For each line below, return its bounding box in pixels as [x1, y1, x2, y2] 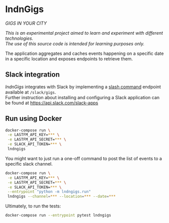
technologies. [5, 35, 34, 41]
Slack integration [5, 70, 60, 79]
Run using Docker [5, 114, 62, 123]
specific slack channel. [5, 161, 53, 167]
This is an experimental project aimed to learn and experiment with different [5, 30, 163, 36]
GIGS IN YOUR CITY [5, 20, 47, 26]
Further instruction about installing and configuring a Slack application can [5, 94, 160, 100]
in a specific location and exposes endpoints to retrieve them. [5, 55, 133, 61]
